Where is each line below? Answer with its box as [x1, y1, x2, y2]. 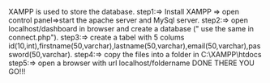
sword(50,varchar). [8, 50, 73, 59]
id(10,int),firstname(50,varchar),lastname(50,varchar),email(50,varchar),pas [8, 41, 261, 51]
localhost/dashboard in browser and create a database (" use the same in [8, 24, 254, 33]
